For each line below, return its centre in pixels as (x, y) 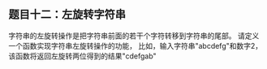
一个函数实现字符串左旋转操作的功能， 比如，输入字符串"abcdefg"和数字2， (136, 45)
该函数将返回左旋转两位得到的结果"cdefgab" (82, 56)
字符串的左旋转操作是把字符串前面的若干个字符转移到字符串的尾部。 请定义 (134, 36)
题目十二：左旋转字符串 (67, 15)
